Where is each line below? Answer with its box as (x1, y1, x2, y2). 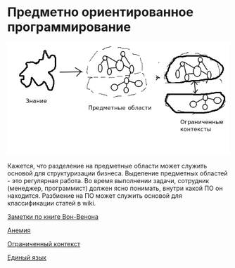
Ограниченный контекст (7, 239, 81, 248)
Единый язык (7, 253, 47, 262)
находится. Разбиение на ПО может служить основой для (7, 191, 183, 200)
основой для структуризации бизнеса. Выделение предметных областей (7, 169, 228, 177)
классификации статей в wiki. (7, 199, 96, 207)
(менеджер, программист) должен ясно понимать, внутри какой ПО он (7, 184, 223, 192)
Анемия (7, 226, 31, 234)
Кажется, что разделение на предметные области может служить (7, 161, 208, 170)
